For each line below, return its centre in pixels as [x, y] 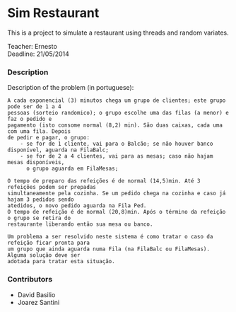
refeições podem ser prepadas [52, 187]
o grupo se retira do [39, 218]
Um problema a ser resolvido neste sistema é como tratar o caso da [110, 237]
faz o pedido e [30, 119]
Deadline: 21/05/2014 [38, 54]
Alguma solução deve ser [44, 255]
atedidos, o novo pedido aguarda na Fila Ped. [77, 206]
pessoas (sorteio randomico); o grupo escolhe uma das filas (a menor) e [118, 113]
